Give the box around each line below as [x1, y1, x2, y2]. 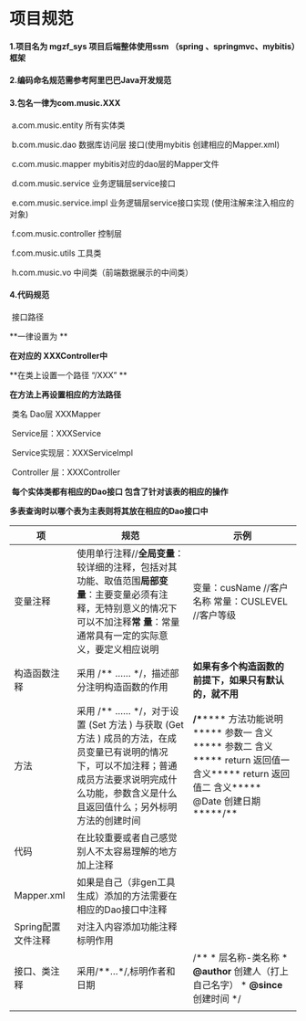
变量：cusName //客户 [192, 581, 289, 594]
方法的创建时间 [76, 814, 141, 826]
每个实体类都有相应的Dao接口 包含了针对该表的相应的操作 [11, 486, 229, 497]
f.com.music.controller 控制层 [11, 227, 123, 238]
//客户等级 [192, 608, 237, 621]
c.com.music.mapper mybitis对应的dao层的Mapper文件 [11, 158, 219, 169]
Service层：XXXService [11, 427, 102, 438]
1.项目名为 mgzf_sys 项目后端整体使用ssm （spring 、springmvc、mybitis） [9, 40, 296, 51]
